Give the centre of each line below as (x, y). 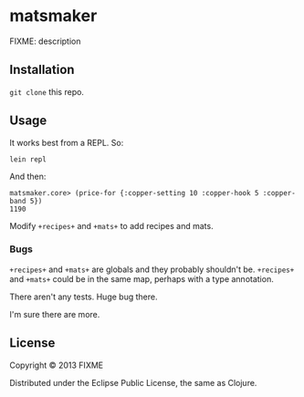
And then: (28, 176)
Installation (42, 70)
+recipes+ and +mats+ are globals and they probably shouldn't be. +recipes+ (152, 269)
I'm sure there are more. (55, 314)
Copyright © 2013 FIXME (56, 365)
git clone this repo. (47, 91)
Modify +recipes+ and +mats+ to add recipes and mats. (111, 225)
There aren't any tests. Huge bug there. (84, 297)
